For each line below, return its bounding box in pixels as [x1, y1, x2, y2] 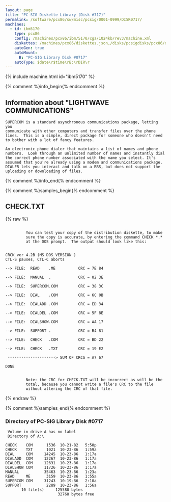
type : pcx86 [14, 31, 40, 36]
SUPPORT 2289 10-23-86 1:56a [5, 483, 97, 488]
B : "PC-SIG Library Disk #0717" [18, 55, 88, 60]
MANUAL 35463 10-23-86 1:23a [5, 469, 97, 474]
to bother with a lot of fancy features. [5, 138, 95, 143]
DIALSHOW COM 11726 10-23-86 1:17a [5, 465, 97, 470]
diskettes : [14, 41, 38, 46]
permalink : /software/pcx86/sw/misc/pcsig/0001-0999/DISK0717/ [5, 17, 142, 22]
